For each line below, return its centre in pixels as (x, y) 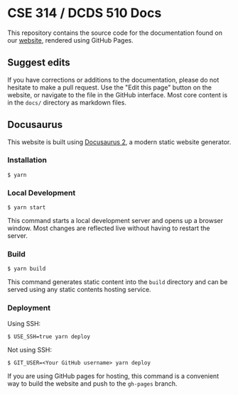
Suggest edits (39, 63)
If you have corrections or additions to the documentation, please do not (113, 80)
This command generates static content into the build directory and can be (118, 282)
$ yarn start (27, 207)
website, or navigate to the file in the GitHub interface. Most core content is (118, 94)
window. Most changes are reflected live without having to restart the (109, 228)
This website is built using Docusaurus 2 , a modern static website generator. (119, 142)
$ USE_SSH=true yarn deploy (49, 336)
